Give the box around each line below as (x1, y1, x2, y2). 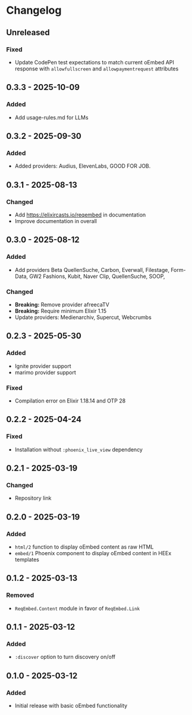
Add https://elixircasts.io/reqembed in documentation (14, 211, 146, 218)
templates (14, 556, 40, 563)
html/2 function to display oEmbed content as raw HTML (14, 543, 154, 550)
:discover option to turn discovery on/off (14, 654, 116, 661)
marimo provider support (14, 369, 76, 376)
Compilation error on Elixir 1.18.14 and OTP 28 (14, 397, 126, 404)
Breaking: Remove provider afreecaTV (14, 301, 110, 308)
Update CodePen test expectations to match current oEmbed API (14, 58, 174, 66)
